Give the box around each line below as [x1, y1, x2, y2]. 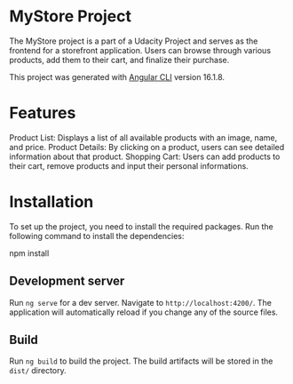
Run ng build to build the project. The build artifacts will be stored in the [9, 356, 273, 366]
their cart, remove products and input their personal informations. [9, 160, 249, 171]
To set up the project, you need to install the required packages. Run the [9, 220, 273, 232]
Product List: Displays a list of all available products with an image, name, [9, 132, 278, 143]
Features [9, 103, 76, 124]
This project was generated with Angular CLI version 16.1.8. [9, 71, 225, 82]
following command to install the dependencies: [9, 230, 185, 241]
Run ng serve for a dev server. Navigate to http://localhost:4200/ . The [9, 297, 273, 308]
